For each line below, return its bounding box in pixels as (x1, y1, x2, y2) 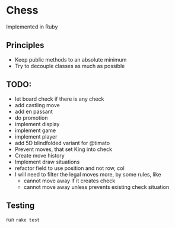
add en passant (14, 108, 53, 115)
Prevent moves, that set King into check (14, 146, 113, 153)
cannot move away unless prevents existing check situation (23, 183, 170, 190)
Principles (6, 40, 44, 50)
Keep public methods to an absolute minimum (14, 56, 127, 63)
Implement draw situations (14, 158, 80, 165)
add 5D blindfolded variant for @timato (14, 139, 110, 146)
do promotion (14, 114, 49, 121)
